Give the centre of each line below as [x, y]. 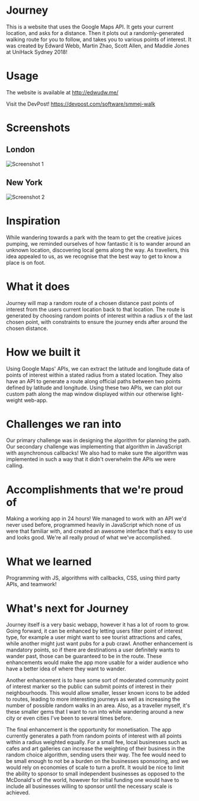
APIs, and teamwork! [32, 584]
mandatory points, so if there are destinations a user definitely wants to [93, 650]
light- [177, 394]
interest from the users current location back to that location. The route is [96, 309]
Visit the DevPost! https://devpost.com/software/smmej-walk [81, 104]
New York [25, 182]
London [21, 150]
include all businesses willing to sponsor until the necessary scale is [89, 786]
